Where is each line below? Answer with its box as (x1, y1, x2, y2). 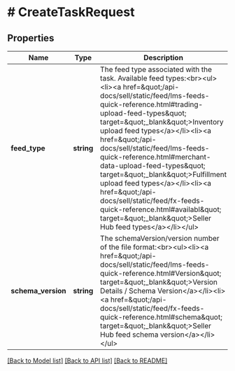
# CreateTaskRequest (7, 4, 135, 20)
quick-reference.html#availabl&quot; (100, 204, 222, 214)
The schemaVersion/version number (100, 234, 220, 243)
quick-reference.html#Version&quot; (100, 269, 222, 278)
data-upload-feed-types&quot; (100, 161, 206, 170)
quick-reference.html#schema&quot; (100, 312, 222, 322)
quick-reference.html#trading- (100, 99, 204, 109)
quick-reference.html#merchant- (100, 152, 211, 162)
